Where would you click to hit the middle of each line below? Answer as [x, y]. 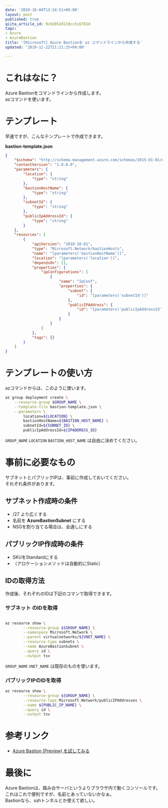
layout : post [19, 15]
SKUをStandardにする [35, 557]
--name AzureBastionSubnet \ [53, 647]
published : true [22, 19]
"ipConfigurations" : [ [64, 272]
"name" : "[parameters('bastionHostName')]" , [79, 253]
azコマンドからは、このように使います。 [47, 388]
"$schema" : [25, 160]
